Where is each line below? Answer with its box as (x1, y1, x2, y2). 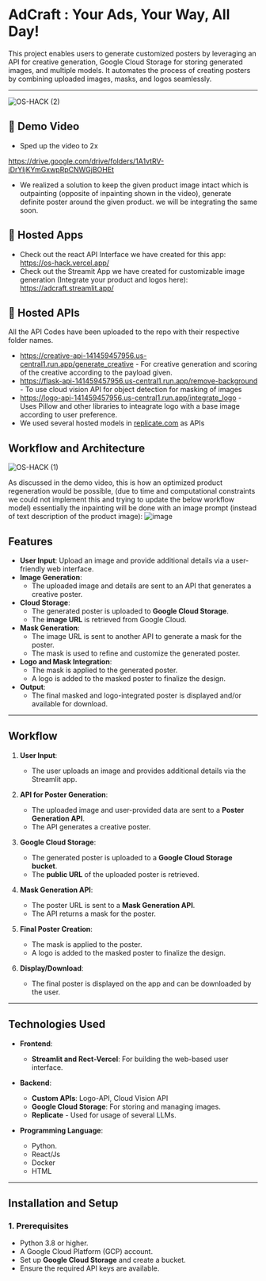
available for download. (31, 699, 108, 708)
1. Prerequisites (8, 1220, 69, 1231)
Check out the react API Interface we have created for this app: (19, 249, 226, 259)
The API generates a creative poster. (31, 821, 151, 831)
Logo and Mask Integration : (19, 657, 112, 666)
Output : (19, 683, 46, 691)
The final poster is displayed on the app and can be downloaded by (31, 979, 252, 988)
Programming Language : (19, 1125, 104, 1135)
